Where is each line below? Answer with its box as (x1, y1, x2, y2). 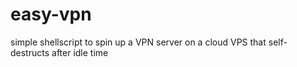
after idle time (51, 46, 109, 58)
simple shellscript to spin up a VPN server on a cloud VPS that (10, 36, 267, 48)
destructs (10, 46, 50, 58)
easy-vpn (10, 3, 92, 26)
